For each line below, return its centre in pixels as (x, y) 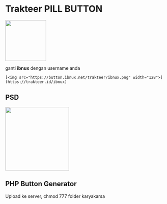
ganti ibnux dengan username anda (43, 68)
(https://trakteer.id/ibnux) (36, 82)
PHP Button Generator (41, 184)
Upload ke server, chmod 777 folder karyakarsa (55, 196)
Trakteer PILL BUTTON (54, 9)
